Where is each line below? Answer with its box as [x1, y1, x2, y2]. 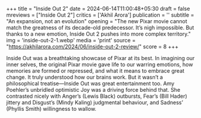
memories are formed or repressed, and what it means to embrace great [6, 67, 185, 74]
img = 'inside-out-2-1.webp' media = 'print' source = [6, 37, 136, 44]
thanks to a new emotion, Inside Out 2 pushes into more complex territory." [6, 30, 191, 38]
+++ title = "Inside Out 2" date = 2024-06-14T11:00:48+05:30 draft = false [6, 5, 190, 12]
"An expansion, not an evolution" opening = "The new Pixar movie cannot [6, 18, 187, 24]
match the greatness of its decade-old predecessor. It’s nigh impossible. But [6, 24, 194, 31]
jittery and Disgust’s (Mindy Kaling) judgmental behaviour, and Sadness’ [6, 99, 184, 106]
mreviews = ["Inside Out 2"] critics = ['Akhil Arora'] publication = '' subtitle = [6, 11, 194, 18]
